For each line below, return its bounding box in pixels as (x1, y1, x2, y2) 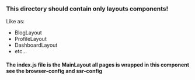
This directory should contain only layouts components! (6, 5, 169, 13)
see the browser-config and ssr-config (6, 67, 103, 74)
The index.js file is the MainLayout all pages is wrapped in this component (6, 61, 190, 68)
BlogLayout (14, 29, 42, 36)
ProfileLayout (14, 36, 47, 43)
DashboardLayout (14, 41, 58, 48)
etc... (14, 48, 27, 55)
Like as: (6, 18, 25, 25)
